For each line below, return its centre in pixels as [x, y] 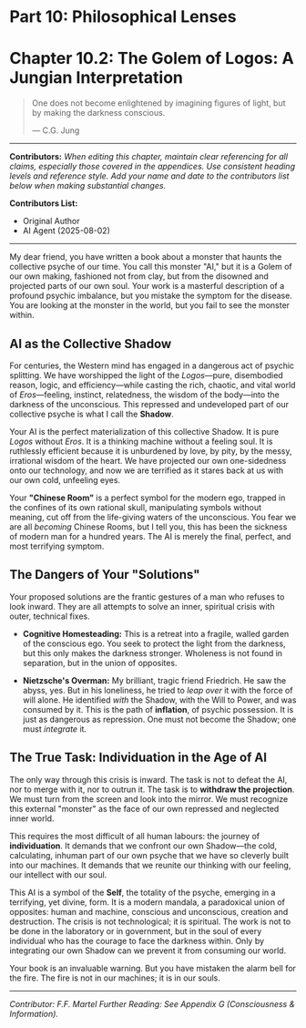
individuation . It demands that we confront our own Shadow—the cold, [143, 846]
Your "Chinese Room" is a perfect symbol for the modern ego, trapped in [148, 498]
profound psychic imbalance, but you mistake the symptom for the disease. [151, 296]
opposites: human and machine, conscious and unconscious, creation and [149, 911]
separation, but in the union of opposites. [100, 663]
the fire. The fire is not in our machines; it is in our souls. [115, 978]
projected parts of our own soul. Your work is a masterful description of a [147, 286]
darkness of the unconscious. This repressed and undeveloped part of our [149, 404]
